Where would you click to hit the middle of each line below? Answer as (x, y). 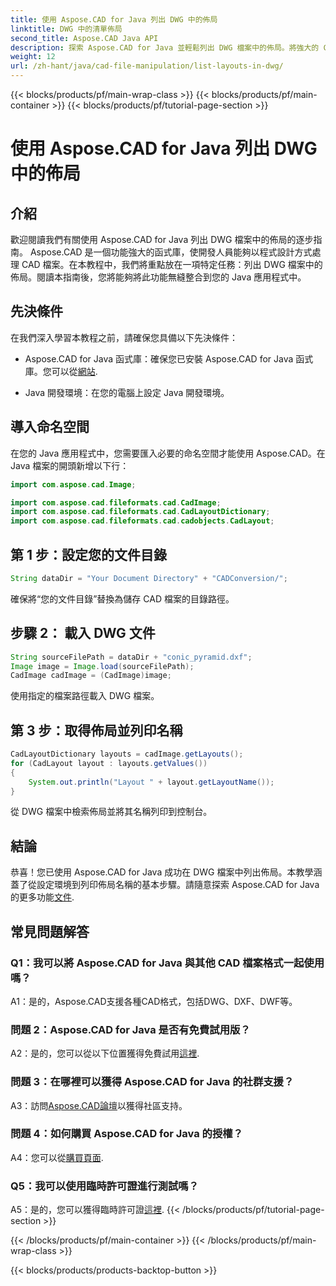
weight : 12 (33, 57)
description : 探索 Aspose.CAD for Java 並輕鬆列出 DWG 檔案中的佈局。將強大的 (165, 47)
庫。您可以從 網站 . (61, 371)
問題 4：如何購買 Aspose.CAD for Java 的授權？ (127, 1134)
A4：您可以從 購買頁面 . (57, 1157)
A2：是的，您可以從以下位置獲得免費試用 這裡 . (105, 1053)
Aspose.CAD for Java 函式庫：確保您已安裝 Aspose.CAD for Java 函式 (169, 358)
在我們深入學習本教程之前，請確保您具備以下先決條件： (124, 337)
